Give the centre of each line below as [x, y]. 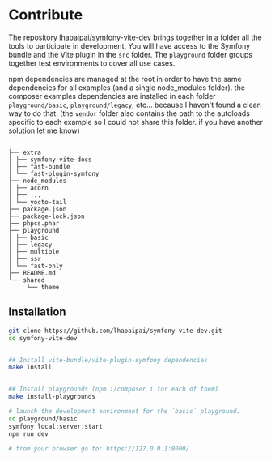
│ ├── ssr [25, 258]
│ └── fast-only [36, 266]
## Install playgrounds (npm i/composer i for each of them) [114, 389]
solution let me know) [44, 130]
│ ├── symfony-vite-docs [50, 160]
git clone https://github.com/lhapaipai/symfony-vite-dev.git [115, 331]
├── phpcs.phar [34, 223]
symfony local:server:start [56, 426]
